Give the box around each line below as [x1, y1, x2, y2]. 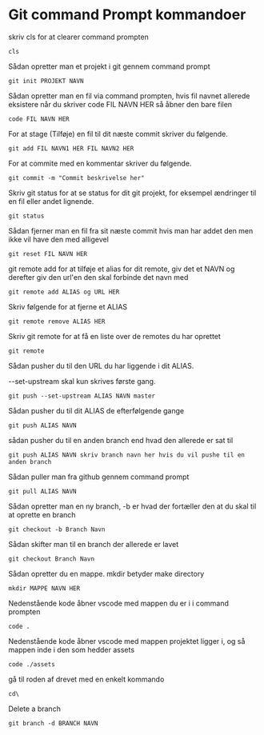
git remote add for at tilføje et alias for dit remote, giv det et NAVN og [8, 264, 235, 274]
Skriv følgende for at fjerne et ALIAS [8, 302, 128, 311]
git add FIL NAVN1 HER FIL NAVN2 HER [8, 144, 134, 153]
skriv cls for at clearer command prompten [8, 32, 150, 42]
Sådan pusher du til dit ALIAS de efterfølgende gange [8, 405, 185, 415]
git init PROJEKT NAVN [8, 77, 84, 85]
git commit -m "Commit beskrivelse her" [8, 174, 146, 182]
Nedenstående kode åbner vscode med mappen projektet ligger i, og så [8, 636, 246, 645]
